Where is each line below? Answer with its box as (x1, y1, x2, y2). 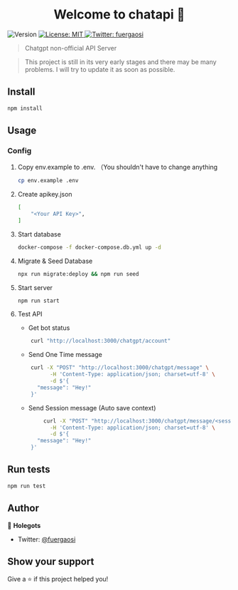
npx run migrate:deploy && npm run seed (17, 270, 139, 277)
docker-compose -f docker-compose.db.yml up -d (17, 244, 161, 251)
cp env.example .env (17, 177, 79, 185)
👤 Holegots (7, 521, 41, 529)
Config (7, 145, 32, 155)
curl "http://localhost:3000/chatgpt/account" (31, 338, 171, 345)
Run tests (7, 463, 50, 476)
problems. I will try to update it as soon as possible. (24, 65, 175, 73)
